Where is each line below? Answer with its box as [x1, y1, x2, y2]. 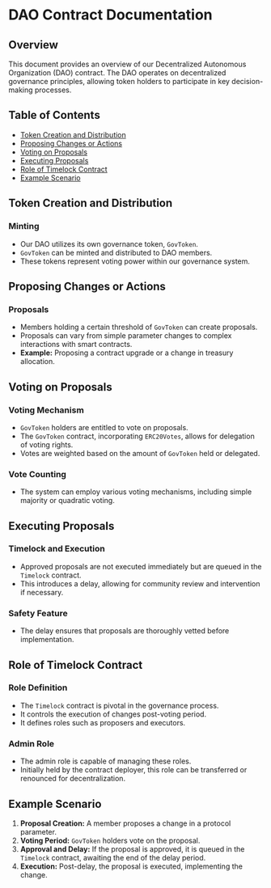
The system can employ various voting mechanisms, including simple [19, 487, 252, 497]
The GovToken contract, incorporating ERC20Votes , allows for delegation [19, 431, 255, 441]
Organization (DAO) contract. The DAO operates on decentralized [8, 68, 227, 78]
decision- [231, 77, 264, 86]
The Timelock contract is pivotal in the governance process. [19, 700, 219, 710]
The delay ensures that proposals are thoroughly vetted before [19, 626, 230, 636]
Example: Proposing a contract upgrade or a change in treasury [19, 348, 234, 357]
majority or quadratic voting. [19, 496, 115, 505]
